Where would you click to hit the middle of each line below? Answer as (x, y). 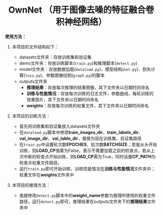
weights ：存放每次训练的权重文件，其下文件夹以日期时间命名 (88, 105)
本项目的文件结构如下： (35, 47)
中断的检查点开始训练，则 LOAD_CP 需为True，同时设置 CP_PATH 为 (90, 156)
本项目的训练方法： (31, 116)
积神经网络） (81, 22)
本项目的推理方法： (31, 185)
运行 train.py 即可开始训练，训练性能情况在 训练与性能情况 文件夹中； (87, 168)
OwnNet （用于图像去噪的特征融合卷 (81, 10)
